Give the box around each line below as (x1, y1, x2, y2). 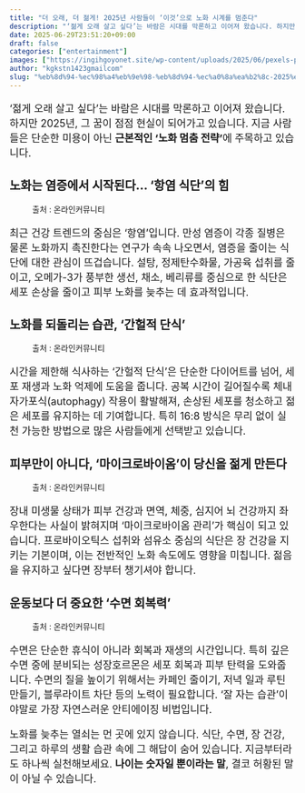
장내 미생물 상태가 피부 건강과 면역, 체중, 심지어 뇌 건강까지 (9, 505, 277, 518)
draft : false (9, 38, 59, 48)
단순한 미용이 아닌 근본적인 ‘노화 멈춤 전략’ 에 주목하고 (31, 131, 273, 145)
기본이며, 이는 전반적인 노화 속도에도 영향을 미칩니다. (31, 549, 271, 562)
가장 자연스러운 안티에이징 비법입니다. (40, 703, 212, 716)
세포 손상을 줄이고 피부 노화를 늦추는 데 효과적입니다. (9, 286, 250, 298)
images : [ (9, 55, 47, 65)
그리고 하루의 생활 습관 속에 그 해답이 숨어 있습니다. (9, 743, 243, 756)
